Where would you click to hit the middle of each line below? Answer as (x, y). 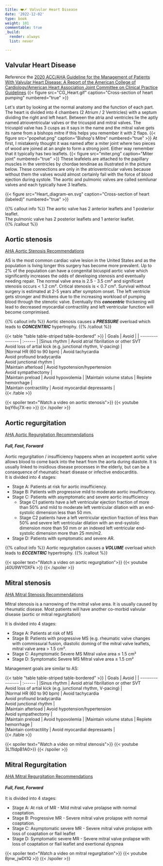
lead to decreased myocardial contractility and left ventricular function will (79, 307)
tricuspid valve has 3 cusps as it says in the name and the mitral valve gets (80, 127)
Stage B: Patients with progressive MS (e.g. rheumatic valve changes (81, 638)
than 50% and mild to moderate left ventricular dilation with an (81, 507)
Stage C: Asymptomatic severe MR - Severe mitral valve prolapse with (82, 829)
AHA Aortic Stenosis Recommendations (45, 251)
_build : (13, 32)
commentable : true (24, 28)
